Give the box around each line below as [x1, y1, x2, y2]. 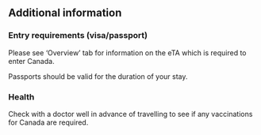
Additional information [8, 6, 122, 20]
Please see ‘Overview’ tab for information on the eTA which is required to [8, 47, 247, 58]
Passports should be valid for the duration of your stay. [8, 71, 188, 81]
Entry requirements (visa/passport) [8, 30, 148, 41]
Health [8, 91, 35, 102]
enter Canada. [8, 56, 55, 66]
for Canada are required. [8, 118, 89, 127]
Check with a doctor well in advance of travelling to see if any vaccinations [8, 109, 253, 118]
